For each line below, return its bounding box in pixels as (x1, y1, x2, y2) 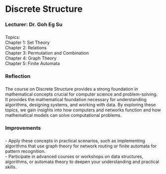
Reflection (5, 72, 31, 79)
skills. (5, 164, 17, 170)
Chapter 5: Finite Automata (5, 61, 60, 67)
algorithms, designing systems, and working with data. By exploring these (5, 102, 156, 107)
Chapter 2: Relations (5, 45, 47, 51)
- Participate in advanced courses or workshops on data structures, (5, 153, 144, 159)
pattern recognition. (5, 148, 46, 154)
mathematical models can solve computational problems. (5, 112, 122, 118)
